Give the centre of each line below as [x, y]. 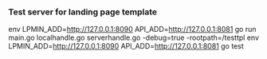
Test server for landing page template [83, 12]
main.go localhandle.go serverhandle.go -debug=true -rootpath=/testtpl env [134, 37]
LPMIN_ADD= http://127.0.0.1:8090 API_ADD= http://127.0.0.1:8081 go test [126, 46]
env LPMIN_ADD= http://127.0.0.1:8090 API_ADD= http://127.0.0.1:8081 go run [132, 29]
